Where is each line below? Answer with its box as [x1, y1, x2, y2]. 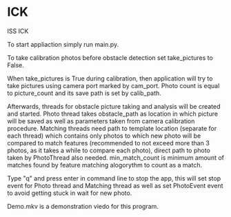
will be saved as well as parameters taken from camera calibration [7, 116, 195, 125]
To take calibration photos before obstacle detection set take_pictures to [7, 53, 214, 62]
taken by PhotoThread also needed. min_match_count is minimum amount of [7, 153, 224, 162]
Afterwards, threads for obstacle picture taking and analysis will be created [7, 102, 221, 110]
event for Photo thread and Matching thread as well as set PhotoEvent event [7, 181, 223, 189]
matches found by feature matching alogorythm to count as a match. [7, 161, 202, 169]
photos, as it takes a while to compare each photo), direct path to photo [7, 146, 210, 154]
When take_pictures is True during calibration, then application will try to [7, 74, 213, 83]
